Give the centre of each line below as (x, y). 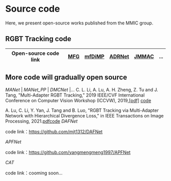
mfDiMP (95, 56)
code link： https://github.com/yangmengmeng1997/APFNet (68, 152)
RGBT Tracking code (38, 39)
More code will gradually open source (66, 78)
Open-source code (35, 53)
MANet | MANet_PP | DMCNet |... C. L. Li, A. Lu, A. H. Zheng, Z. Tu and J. (82, 89)
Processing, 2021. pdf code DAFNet (41, 121)
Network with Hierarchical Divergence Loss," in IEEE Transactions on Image (84, 115)
